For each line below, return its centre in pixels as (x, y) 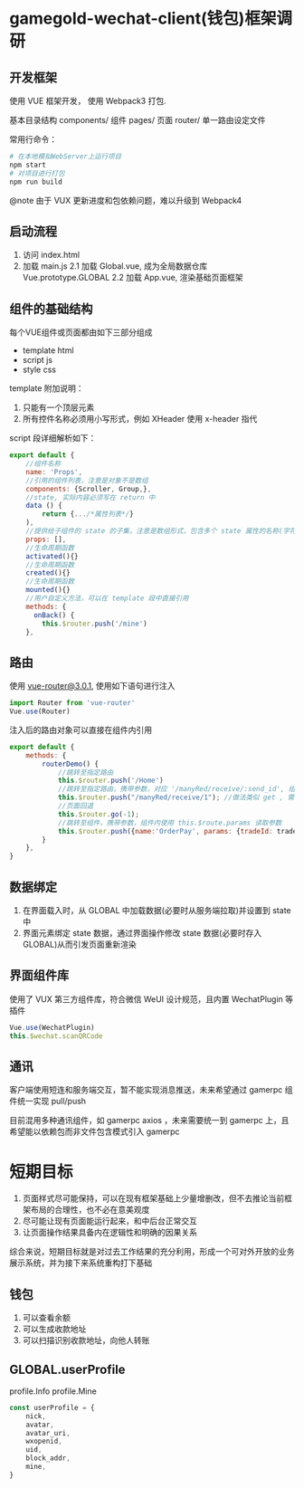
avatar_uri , (48, 1433)
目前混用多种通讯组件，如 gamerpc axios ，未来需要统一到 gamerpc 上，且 (149, 1121)
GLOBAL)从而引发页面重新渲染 (80, 944)
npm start (28, 165)
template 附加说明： (47, 388)
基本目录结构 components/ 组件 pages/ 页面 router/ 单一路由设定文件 (138, 120)
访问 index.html (51, 255)
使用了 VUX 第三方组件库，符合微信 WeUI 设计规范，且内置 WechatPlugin (146, 999)
